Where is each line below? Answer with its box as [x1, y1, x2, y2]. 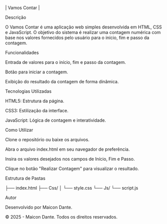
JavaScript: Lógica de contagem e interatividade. [5, 117, 106, 123]
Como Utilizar [5, 127, 33, 133]
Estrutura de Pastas [5, 175, 46, 181]
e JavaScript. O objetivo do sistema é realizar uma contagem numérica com [5, 29, 161, 35]
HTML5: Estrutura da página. [5, 98, 65, 104]
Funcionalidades [5, 50, 39, 55]
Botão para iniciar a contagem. [5, 69, 68, 75]
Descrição [5, 14, 26, 20]
